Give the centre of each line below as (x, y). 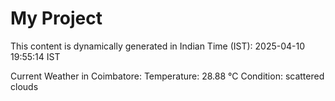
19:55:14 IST (35, 56)
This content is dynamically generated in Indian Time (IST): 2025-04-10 (158, 46)
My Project (56, 18)
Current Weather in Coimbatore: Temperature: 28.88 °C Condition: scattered (167, 76)
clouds (24, 86)
